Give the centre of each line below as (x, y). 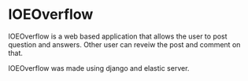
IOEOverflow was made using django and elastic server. (99, 68)
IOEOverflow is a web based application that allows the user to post (118, 36)
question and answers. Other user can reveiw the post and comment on (124, 44)
